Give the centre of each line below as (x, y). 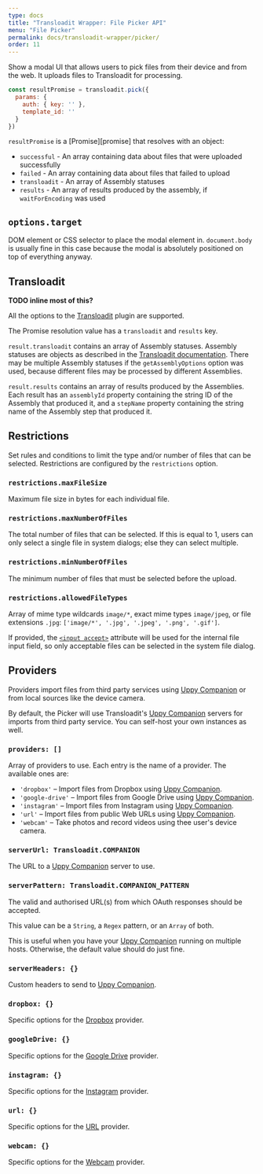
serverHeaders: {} (43, 968)
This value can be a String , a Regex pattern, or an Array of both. (111, 926)
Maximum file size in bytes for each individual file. (89, 499)
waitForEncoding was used (62, 198)
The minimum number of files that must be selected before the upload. (122, 578)
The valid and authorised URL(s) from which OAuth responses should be (125, 902)
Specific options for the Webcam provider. (77, 1162)
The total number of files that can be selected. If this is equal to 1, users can (131, 535)
